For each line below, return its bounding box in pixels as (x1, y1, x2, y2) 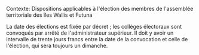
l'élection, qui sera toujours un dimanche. (6, 42, 108, 49)
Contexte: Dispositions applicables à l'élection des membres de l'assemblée (6, 5, 194, 12)
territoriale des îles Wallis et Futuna (6, 11, 93, 19)
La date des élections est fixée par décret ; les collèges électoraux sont (6, 23, 182, 30)
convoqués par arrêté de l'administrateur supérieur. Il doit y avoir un (6, 29, 174, 36)
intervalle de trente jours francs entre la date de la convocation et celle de (6, 36, 188, 42)
